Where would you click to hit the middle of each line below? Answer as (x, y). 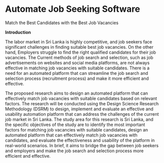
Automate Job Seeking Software (73, 9)
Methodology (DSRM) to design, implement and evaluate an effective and (79, 109)
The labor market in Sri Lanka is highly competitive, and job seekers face (79, 42)
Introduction (18, 32)
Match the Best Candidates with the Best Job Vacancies (62, 23)
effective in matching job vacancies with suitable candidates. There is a (77, 68)
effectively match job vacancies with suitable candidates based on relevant (81, 98)
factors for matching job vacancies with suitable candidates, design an (77, 130)
